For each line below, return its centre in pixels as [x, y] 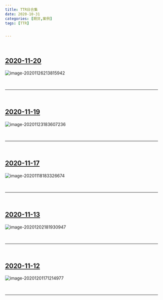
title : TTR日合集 [21, 9]
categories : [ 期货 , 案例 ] [29, 18]
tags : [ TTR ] [17, 23]
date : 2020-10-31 [23, 14]
